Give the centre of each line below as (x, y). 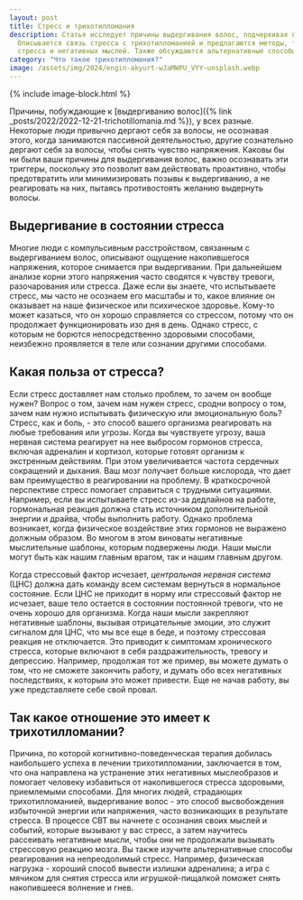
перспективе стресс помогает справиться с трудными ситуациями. (141, 489)
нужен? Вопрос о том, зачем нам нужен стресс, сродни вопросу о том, (148, 404)
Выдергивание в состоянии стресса (117, 226)
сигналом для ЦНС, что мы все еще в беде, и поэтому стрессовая (138, 632)
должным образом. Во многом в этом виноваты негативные (126, 537)
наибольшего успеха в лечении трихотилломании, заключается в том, (146, 763)
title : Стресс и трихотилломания (72, 26)
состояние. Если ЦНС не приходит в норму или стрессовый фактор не (146, 593)
